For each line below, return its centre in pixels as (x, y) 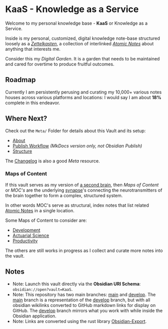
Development (26, 230)
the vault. (15, 256)
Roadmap (21, 80)
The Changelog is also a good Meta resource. (53, 161)
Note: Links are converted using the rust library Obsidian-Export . (79, 321)
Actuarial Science (31, 235)
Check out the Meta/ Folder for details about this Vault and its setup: (75, 131)
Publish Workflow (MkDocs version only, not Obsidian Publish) (77, 146)
